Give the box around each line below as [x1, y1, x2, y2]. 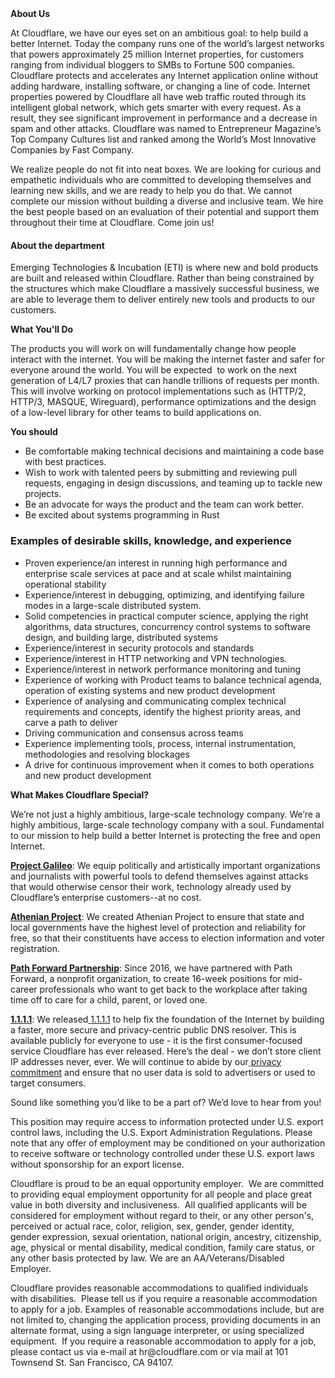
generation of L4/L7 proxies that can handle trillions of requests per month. [10, 375, 320, 387]
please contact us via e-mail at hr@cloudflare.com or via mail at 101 [10, 1345, 288, 1357]
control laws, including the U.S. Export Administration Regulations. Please [10, 1126, 313, 1138]
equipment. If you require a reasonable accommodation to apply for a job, [10, 1335, 317, 1347]
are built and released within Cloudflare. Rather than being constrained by [10, 272, 315, 284]
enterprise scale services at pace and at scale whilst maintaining [24, 567, 292, 579]
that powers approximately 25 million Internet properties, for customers [10, 48, 305, 60]
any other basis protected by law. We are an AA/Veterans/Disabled [10, 1252, 285, 1264]
